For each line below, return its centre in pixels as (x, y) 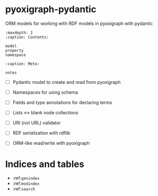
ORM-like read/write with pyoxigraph (51, 143)
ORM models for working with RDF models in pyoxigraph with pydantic (79, 23)
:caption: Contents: (27, 37)
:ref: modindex (26, 183)
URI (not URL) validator (37, 123)
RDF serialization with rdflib (41, 133)
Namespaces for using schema (45, 92)
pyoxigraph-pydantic (51, 9)
